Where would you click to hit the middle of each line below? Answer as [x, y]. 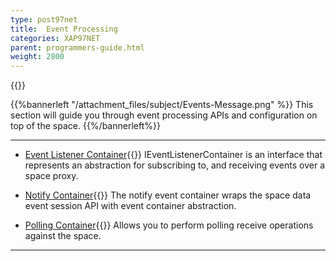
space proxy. [51, 176]
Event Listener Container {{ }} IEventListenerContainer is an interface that [173, 155]
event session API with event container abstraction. [130, 206]
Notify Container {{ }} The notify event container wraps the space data [168, 195]
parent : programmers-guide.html [77, 47]
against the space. [63, 236]
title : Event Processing [64, 29]
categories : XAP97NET [55, 38]
